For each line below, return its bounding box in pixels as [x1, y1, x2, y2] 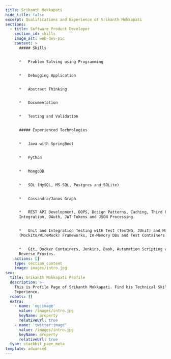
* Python [18, 155, 42, 160]
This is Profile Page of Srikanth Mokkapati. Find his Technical [14, 284, 156, 290]
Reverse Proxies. [18, 251, 56, 256]
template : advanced [5, 346, 47, 351]
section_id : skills [14, 31, 56, 36]
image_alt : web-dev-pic [14, 36, 65, 41]
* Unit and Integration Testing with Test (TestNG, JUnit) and [18, 228, 160, 233]
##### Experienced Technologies [18, 128, 88, 133]
